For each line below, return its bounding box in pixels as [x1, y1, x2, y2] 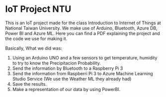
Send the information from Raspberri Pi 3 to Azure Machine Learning [12, 70, 153, 76]
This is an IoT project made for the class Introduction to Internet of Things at [5, 20, 162, 26]
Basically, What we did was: [5, 45, 62, 51]
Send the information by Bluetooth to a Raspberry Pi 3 [12, 65, 123, 71]
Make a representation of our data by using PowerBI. [12, 86, 121, 92]
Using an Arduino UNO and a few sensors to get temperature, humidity [12, 54, 158, 60]
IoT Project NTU [5, 3, 72, 15]
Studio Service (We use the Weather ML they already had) [12, 76, 132, 82]
